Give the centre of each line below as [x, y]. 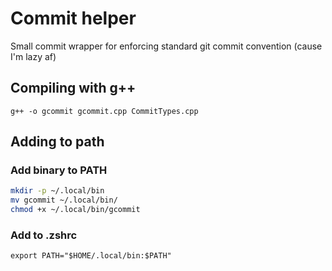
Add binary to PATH [59, 170]
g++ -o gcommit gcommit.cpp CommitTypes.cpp [104, 111]
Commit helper [73, 18]
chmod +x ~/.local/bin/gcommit [75, 210]
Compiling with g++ [73, 88]
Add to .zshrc [44, 235]
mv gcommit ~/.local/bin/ [64, 200]
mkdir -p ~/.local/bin [57, 191]
